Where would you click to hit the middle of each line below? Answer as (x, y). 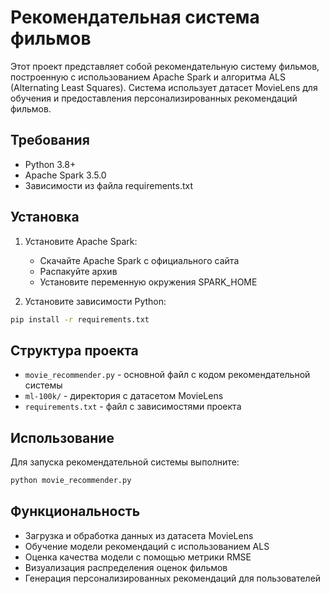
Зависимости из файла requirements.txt (109, 185)
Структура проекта (74, 350)
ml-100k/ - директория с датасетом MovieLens (124, 396)
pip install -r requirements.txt (80, 319)
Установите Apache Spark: (81, 241)
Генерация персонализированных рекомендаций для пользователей (173, 578)
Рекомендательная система (135, 17)
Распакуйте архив (78, 271)
